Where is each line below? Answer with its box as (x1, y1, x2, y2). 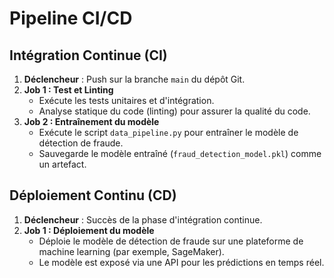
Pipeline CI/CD (9, 7, 133, 30)
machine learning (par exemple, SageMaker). (38, 245, 225, 257)
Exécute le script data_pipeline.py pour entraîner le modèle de (38, 127, 299, 138)
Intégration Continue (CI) (9, 47, 168, 64)
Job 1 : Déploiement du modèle (23, 224, 155, 236)
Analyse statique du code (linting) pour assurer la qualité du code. (38, 105, 311, 117)
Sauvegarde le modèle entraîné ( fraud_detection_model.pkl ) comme (38, 148, 322, 159)
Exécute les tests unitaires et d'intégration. (38, 95, 215, 106)
